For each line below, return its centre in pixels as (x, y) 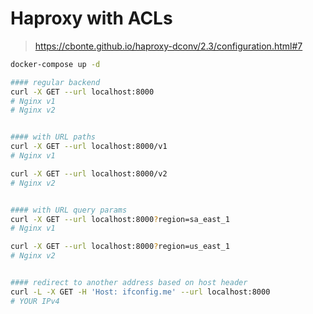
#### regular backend (55, 82)
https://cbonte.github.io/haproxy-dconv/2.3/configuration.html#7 (168, 46)
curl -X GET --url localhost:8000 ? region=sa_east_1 (120, 219)
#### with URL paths (53, 137)
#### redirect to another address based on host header (129, 283)
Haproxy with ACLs (91, 18)
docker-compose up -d (55, 64)
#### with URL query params (69, 210)
